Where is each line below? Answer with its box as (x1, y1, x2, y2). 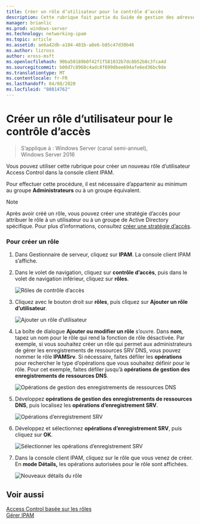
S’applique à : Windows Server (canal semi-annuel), (20, 144, 148, 152)
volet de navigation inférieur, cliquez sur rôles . (14, 275, 129, 282)
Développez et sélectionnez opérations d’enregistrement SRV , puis (14, 425, 182, 432)
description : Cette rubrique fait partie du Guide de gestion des (6, 14, 174, 20)
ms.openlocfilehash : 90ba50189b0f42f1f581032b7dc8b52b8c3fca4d (6, 58, 167, 64)
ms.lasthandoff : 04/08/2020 (6, 81, 76, 87)
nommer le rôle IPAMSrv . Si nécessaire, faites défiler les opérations (14, 353, 183, 360)
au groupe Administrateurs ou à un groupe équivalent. (6, 186, 141, 194)
